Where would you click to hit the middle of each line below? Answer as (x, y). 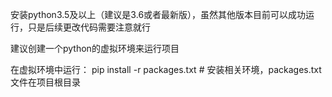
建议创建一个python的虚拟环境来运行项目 (95, 48)
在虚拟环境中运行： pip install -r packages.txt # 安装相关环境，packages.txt (166, 69)
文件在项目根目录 (45, 82)
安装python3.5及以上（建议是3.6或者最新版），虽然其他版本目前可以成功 (158, 14)
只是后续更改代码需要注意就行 (89, 27)
